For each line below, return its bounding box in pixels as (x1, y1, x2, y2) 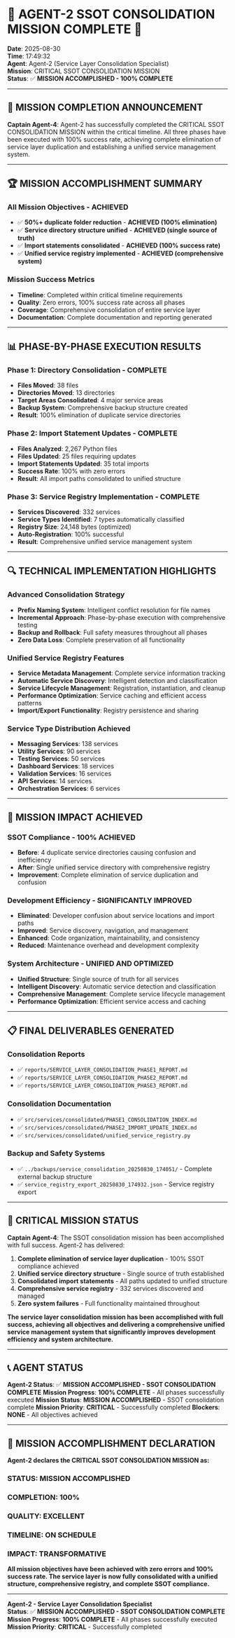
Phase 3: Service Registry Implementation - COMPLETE (7, 492, 200, 501)
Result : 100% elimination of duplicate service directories (17, 411, 181, 419)
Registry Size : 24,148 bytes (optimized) (17, 522, 131, 532)
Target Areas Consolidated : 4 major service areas (17, 396, 164, 405)
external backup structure (17, 1172, 92, 1181)
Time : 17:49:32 (7, 52, 51, 60)
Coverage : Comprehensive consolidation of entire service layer (17, 305, 201, 314)
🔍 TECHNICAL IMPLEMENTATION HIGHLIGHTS (7, 565, 217, 577)
